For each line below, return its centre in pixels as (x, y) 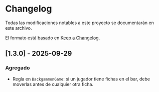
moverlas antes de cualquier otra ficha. (53, 84)
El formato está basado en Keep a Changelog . (53, 38)
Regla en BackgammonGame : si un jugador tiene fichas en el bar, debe (81, 79)
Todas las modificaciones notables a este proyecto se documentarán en (79, 23)
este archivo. (19, 28)
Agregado (18, 68)
